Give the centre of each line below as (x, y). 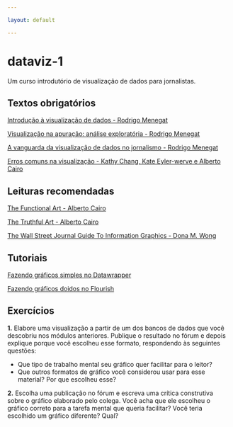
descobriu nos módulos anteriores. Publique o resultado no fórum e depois (117, 335)
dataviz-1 (35, 61)
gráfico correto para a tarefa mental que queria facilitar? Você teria (105, 408)
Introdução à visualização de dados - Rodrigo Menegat (88, 120)
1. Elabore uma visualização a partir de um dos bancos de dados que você (116, 328)
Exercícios (31, 311)
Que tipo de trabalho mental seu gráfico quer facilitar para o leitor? (115, 364)
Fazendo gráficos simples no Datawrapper (69, 275)
